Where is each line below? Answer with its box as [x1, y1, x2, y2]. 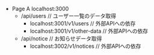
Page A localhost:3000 [11, 5, 69, 12]
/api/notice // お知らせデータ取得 [20, 35, 102, 42]
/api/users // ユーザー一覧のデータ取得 [20, 12, 116, 19]
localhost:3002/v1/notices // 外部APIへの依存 [29, 42, 141, 50]
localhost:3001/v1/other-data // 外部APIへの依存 [29, 27, 149, 34]
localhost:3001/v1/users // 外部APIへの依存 [29, 20, 136, 27]
